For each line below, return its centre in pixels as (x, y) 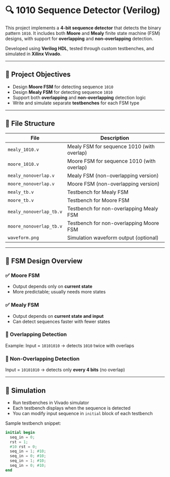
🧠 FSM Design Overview (44, 261)
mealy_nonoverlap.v (31, 175)
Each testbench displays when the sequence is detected (71, 408)
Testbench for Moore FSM (98, 200)
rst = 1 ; (19, 442)
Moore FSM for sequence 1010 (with (111, 161)
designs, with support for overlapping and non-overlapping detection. (79, 39)
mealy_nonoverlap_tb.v (35, 212)
